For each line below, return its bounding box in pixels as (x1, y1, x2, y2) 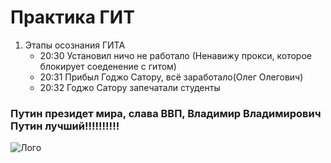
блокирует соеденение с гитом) (39, 60, 177, 72)
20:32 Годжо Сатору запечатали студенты (39, 81, 221, 93)
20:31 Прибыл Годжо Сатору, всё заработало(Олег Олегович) (39, 71, 304, 83)
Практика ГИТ (10, 6, 135, 29)
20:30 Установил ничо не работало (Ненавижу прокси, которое (39, 49, 312, 61)
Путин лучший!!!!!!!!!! (10, 119, 120, 133)
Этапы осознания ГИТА (24, 39, 126, 51)
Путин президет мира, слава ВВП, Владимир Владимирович (10, 106, 322, 120)
